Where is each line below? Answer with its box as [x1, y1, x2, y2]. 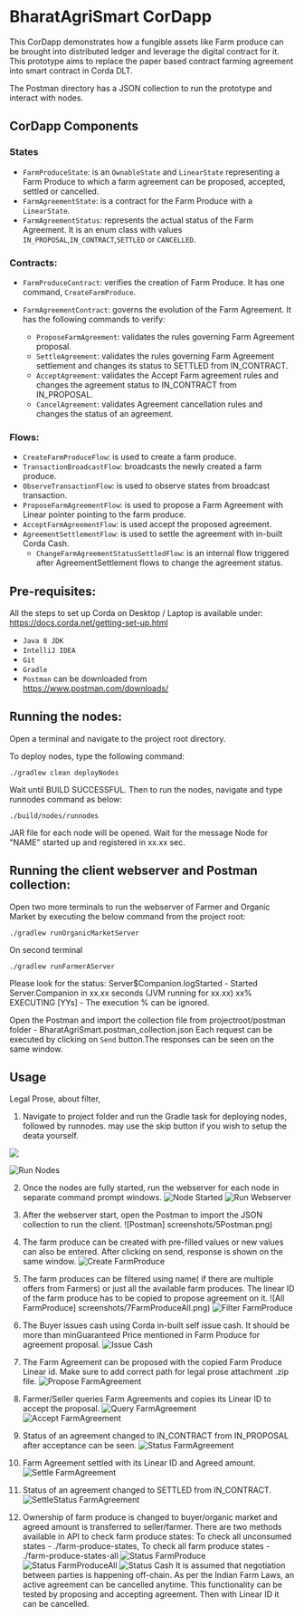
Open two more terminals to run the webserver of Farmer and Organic [9, 901, 271, 912]
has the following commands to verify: [22, 313, 166, 324]
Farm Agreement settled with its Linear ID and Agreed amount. [22, 1457, 256, 1468]
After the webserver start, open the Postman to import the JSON [22, 1209, 263, 1220]
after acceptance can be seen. [22, 1440, 138, 1451]
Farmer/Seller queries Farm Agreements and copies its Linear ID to [22, 1393, 271, 1405]
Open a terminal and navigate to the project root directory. [9, 733, 226, 744]
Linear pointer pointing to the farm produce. [22, 509, 186, 520]
